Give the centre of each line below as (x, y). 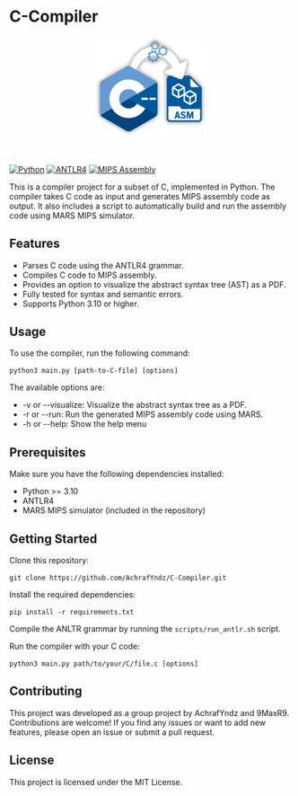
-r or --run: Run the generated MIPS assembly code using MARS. (143, 414)
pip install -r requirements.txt (72, 612)
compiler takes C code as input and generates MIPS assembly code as (140, 196)
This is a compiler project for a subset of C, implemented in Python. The (142, 187)
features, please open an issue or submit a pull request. (112, 732)
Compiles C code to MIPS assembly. (89, 275)
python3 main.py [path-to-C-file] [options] (94, 371)
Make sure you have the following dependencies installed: (117, 474)
